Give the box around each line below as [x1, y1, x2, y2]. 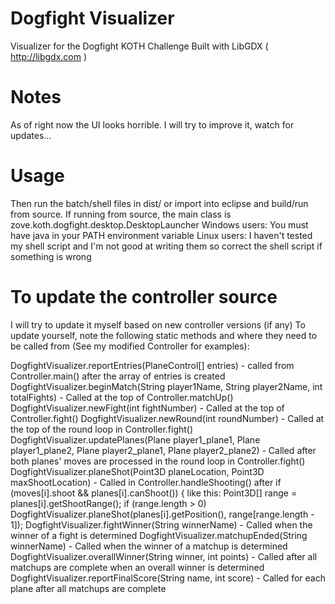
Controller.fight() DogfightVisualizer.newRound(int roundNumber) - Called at [10, 412, 325, 424]
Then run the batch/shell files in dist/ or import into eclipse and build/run [10, 197, 309, 209]
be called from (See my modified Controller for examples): [10, 340, 250, 352]
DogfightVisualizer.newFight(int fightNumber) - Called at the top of [10, 402, 285, 414]
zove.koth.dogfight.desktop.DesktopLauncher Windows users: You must [10, 218, 309, 231]
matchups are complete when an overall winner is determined [10, 561, 265, 573]
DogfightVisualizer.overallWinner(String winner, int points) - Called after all [10, 550, 318, 562]
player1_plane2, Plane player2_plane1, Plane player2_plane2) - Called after [10, 444, 317, 456]
